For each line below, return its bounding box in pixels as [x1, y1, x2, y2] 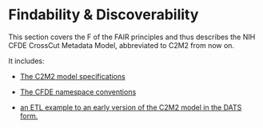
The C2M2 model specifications [19, 71, 126, 81]
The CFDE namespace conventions [19, 86, 137, 97]
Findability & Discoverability [8, 6, 199, 24]
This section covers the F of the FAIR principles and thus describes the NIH [8, 32, 256, 42]
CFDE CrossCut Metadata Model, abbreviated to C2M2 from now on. [8, 40, 234, 50]
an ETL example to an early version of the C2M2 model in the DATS [19, 102, 242, 112]
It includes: [8, 56, 45, 66]
